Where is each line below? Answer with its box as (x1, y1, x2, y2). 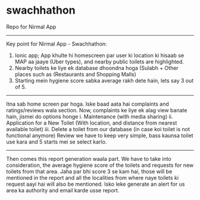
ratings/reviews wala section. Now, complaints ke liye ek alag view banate (6, 106, 187, 113)
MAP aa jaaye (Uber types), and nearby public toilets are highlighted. (14, 58, 185, 65)
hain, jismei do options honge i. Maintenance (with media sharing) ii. (6, 113, 173, 120)
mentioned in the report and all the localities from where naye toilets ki (6, 174, 179, 181)
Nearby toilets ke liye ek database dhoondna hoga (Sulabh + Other (14, 64, 179, 71)
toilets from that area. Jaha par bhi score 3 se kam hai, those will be (6, 167, 173, 175)
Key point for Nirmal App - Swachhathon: (6, 40, 107, 47)
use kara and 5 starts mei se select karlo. (6, 138, 107, 145)
